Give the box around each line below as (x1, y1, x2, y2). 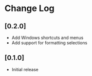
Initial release (11, 66, 38, 72)
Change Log (4, 3, 55, 14)
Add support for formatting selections (11, 40, 88, 46)
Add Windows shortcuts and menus (11, 35, 84, 40)
